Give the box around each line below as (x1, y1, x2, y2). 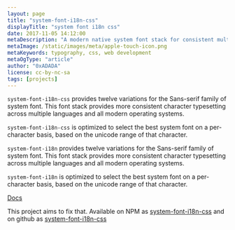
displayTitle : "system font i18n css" (7, 23, 120, 30)
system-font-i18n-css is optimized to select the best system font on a (7, 123, 208, 132)
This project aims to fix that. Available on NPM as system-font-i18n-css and (7, 208, 225, 216)
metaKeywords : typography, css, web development (7, 50, 152, 57)
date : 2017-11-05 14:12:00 (7, 29, 86, 37)
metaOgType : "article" (7, 56, 73, 63)
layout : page (7, 10, 45, 18)
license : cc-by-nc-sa (7, 69, 71, 76)
